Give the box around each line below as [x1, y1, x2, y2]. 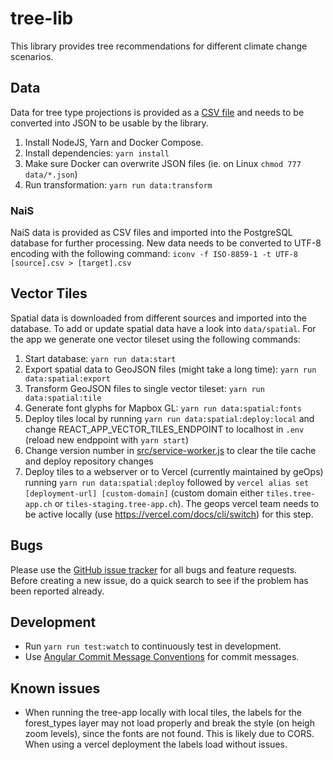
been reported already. [10, 585, 105, 597]
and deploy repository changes [24, 455, 154, 467]
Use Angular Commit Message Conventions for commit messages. [24, 651, 300, 663]
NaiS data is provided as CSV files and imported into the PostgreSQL [10, 227, 293, 239]
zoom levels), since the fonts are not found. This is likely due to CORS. [24, 728, 315, 740]
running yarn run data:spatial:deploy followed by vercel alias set [24, 476, 310, 488]
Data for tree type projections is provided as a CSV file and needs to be [10, 106, 305, 118]
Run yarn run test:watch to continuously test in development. [24, 640, 282, 652]
